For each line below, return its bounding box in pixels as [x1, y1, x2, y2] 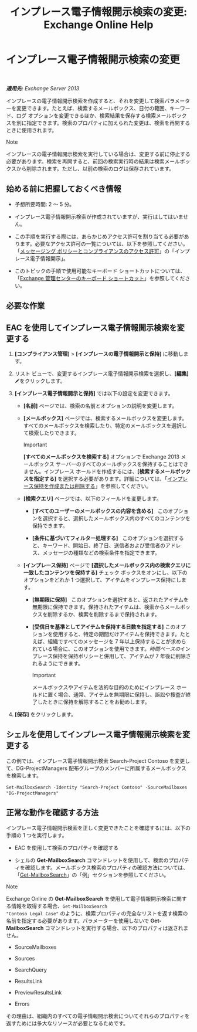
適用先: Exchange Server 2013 [6, 84, 80, 91]
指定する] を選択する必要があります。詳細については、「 [33, 475, 168, 482]
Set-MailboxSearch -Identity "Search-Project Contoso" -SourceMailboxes [6, 784, 188, 790]
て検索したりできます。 [23, 429, 80, 436]
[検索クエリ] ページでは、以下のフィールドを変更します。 [23, 495, 162, 502]
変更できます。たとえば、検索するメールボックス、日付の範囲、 [16, 104, 170, 111]
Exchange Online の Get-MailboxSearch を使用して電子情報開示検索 [6, 895, 172, 902]
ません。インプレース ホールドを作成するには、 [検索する [23, 467, 160, 475]
